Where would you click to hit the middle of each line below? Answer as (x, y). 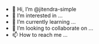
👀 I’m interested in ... (37, 15)
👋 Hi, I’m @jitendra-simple (44, 9)
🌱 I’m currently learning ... (44, 22)
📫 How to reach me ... (40, 35)
